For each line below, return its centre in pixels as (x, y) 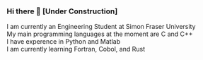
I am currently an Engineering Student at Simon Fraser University (101, 27)
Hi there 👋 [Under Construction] (62, 11)
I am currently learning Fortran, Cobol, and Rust (76, 49)
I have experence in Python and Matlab (64, 42)
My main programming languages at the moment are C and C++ (100, 34)
